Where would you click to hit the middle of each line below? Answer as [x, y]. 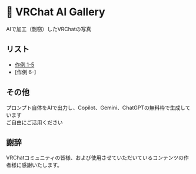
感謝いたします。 [42, 165]
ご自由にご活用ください [34, 122]
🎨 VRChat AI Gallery [56, 12]
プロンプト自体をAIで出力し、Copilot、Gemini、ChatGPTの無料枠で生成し [96, 108]
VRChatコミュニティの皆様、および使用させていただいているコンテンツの [95, 158]
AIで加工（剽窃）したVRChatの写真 [49, 29]
